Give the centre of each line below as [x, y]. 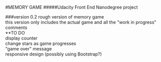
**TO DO [15, 33]
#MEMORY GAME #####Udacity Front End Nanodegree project [72, 7]
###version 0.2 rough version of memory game [55, 17]
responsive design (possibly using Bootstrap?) [54, 54]
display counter [22, 38]
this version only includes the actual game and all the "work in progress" [81, 22]
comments [16, 27]
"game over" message [29, 49]
